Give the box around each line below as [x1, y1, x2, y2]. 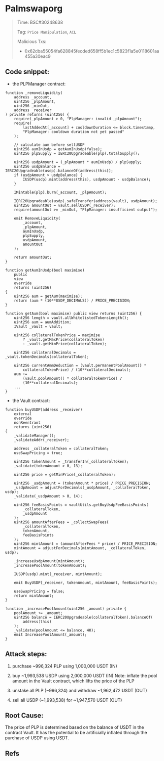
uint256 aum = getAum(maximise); [14, 294, 83, 299]
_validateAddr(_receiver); [14, 437, 69, 443]
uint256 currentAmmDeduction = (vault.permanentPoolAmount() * [14, 363, 147, 368]
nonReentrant [14, 420, 41, 425]
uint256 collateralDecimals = [14, 350, 76, 355]
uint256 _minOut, [14, 103, 50, 108]
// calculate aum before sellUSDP [14, 142, 85, 147]
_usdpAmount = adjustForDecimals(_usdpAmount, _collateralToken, [14, 485, 151, 490]
